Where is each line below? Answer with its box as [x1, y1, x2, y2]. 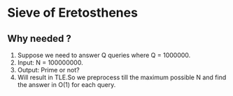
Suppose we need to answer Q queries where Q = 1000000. [17, 51, 191, 59]
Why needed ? [7, 33, 71, 45]
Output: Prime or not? [17, 66, 80, 74]
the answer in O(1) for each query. [17, 81, 116, 88]
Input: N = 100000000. [17, 58, 83, 67]
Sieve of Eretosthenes [7, 5, 139, 21]
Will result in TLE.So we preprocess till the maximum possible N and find [17, 73, 227, 81]
